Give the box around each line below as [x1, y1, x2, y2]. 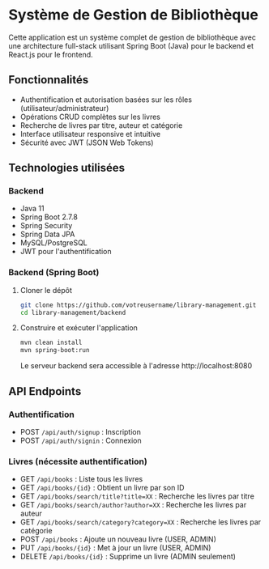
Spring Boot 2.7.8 [19, 212, 79, 222]
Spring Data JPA [19, 229, 75, 240]
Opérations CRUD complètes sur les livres [19, 112, 160, 121]
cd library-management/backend [19, 308, 126, 316]
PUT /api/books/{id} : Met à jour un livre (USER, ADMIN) [19, 543, 211, 553]
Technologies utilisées [8, 161, 126, 175]
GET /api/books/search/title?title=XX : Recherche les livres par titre [19, 491, 255, 501]
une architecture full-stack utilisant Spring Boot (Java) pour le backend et [8, 40, 254, 50]
